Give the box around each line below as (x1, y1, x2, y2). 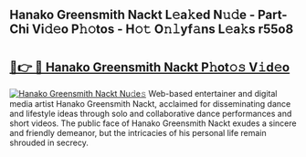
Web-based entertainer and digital (148, 89, 278, 99)
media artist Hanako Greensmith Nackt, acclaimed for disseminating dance (9, 99, 291, 109)
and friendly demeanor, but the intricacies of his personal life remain (9, 128, 267, 138)
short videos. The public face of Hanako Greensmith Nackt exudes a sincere (9, 118, 297, 129)
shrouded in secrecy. (9, 137, 89, 148)
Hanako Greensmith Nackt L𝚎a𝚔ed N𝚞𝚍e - (9, 7, 256, 23)
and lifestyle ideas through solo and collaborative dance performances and (9, 109, 292, 119)
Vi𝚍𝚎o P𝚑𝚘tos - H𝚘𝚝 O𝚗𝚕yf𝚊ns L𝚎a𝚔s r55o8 (31, 22, 294, 37)
